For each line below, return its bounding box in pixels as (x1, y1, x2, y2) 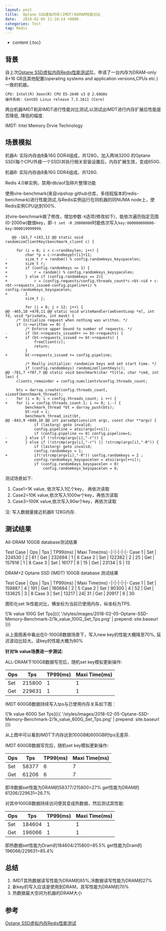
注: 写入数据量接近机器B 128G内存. (5, 509, 76, 515)
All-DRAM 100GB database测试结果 (5, 539, 78, 545)
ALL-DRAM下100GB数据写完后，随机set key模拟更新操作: (5, 659, 123, 665)
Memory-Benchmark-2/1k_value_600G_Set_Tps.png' (5, 716, 112, 722)
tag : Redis (5, 26, 28, 31)
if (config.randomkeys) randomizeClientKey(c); (25, 366, 126, 371)
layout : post (5, 7, 32, 12)
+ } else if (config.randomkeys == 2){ (5, 274, 103, 279)
